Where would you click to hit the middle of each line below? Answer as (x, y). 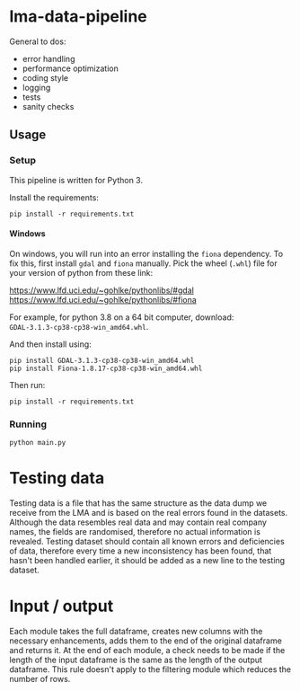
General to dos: (38, 41)
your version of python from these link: (81, 272)
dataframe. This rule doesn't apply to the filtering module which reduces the (150, 669)
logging (36, 87)
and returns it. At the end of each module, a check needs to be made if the (147, 650)
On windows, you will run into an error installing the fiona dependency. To (146, 253)
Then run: (27, 385)
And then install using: (50, 344)
